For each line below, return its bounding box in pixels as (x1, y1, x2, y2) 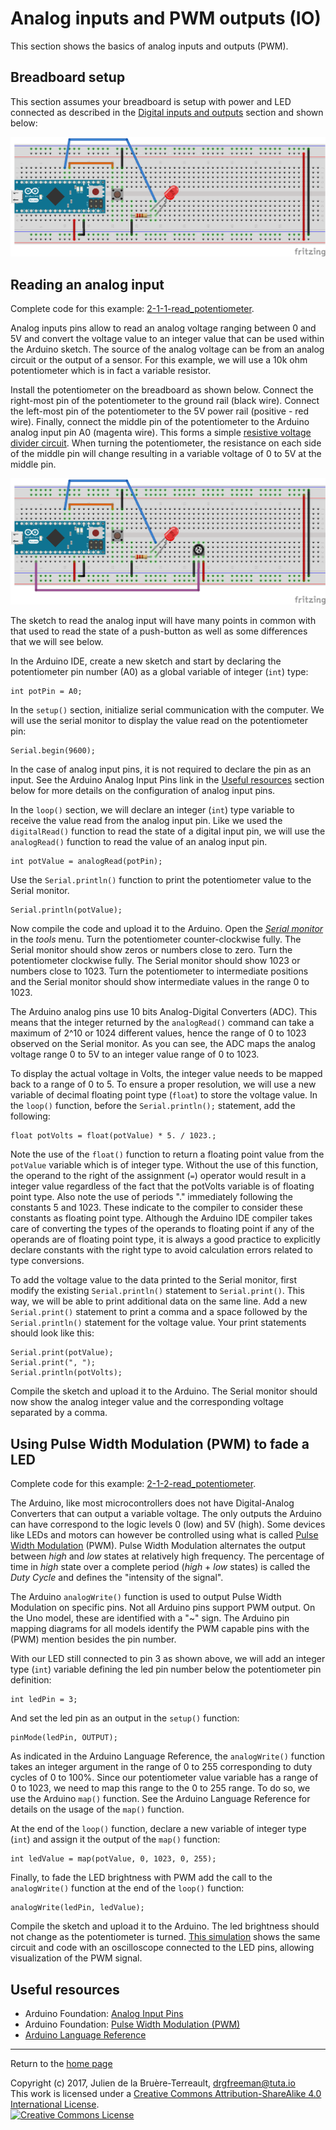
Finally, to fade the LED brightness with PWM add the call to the (10, 1872, 273, 1884)
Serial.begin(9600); (10, 746, 97, 756)
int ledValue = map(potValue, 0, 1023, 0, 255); (10, 1854, 217, 1864)
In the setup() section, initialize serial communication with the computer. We (10, 704, 325, 716)
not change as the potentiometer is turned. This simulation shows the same (10, 1931, 321, 1943)
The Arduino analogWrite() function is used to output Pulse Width (10, 1591, 282, 1603)
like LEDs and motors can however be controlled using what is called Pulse (10, 1529, 319, 1541)
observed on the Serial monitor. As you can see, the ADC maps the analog (10, 1038, 316, 1050)
